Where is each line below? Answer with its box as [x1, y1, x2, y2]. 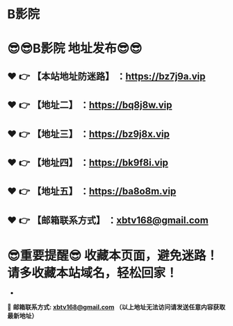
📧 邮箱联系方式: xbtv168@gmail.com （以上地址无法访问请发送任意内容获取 [7, 302, 226, 311]
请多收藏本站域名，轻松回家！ [7, 265, 179, 281]
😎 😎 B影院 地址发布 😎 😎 [7, 41, 143, 56]
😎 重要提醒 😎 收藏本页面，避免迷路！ [7, 248, 219, 264]
